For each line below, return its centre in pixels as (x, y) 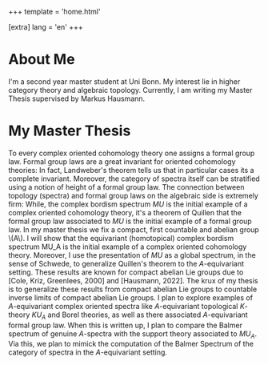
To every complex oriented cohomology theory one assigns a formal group (132, 153)
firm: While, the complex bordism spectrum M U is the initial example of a (128, 204)
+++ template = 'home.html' (55, 12)
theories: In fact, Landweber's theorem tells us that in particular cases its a (131, 170)
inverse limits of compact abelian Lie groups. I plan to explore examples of (131, 297)
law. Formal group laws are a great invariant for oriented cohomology (122, 161)
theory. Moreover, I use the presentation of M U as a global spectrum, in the (132, 255)
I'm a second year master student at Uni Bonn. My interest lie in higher (124, 81)
